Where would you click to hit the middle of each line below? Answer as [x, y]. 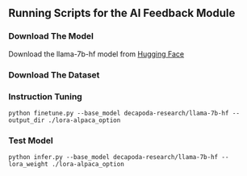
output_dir [27, 120]
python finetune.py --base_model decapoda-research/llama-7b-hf [119, 113]
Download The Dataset [54, 74]
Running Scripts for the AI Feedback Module [122, 13]
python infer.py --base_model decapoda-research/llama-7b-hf [113, 157]
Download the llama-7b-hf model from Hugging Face [96, 54]
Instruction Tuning [45, 96]
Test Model [31, 140]
